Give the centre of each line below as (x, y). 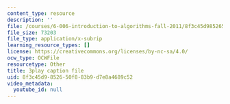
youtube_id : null (38, 90)
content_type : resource (41, 13)
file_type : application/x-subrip (55, 39)
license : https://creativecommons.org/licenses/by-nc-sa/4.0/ (98, 52)
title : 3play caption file (46, 70)
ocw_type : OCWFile (33, 58)
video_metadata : (30, 83)
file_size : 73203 (32, 32)
